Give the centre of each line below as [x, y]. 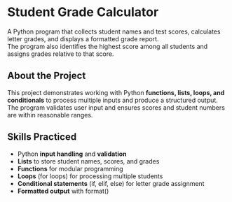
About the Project [47, 76]
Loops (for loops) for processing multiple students [90, 176]
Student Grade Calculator [83, 12]
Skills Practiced [42, 137]
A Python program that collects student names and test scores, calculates [114, 31]
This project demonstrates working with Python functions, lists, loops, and [116, 92]
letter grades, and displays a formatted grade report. [83, 38]
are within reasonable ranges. [50, 115]
